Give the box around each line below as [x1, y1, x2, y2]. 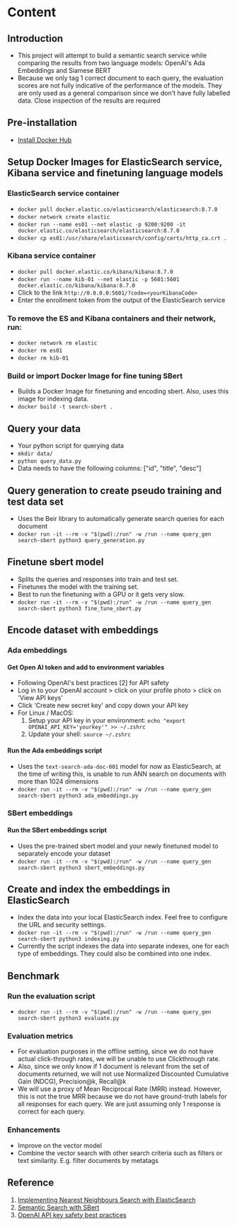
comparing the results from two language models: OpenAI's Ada [17, 59, 205, 67]
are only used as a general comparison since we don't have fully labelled [17, 89, 231, 97]
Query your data [7, 423, 81, 435]
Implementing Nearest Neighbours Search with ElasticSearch [17, 1196, 196, 1204]
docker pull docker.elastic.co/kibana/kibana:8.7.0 [17, 268, 173, 275]
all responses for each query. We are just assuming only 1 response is [17, 1100, 221, 1108]
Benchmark [7, 970, 60, 982]
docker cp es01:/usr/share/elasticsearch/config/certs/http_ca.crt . [17, 234, 228, 241]
